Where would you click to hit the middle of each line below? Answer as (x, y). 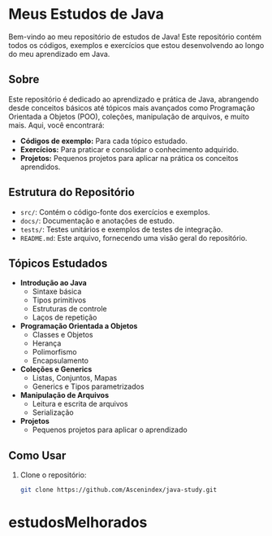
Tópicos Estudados (58, 263)
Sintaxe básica (57, 292)
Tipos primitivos (59, 300)
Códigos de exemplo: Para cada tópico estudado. (104, 141)
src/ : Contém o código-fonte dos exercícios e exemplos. (115, 211)
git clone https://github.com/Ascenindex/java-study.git (119, 490)
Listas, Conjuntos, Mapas (75, 378)
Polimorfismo (54, 352)
